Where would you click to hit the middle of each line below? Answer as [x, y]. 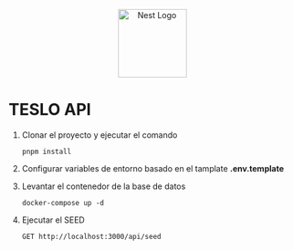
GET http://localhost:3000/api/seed [91, 236]
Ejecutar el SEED [53, 220]
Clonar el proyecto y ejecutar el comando [99, 135]
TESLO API [50, 110]
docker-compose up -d [63, 203]
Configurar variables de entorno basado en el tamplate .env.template [153, 168]
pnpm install [47, 151]
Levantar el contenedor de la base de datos [104, 186]
